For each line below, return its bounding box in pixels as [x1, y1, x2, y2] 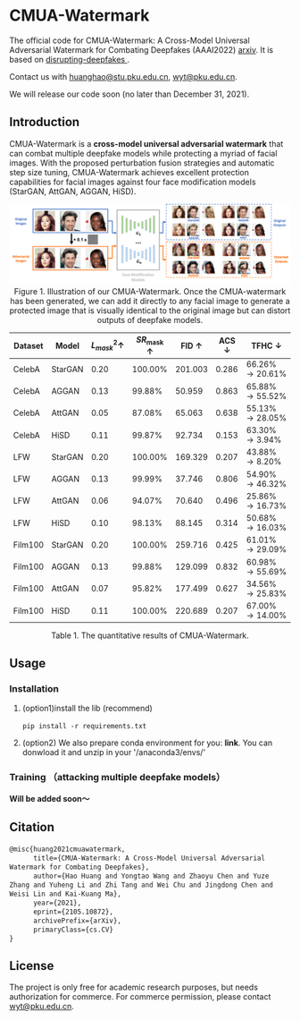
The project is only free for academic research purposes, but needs [9, 982, 259, 993]
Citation [9, 820, 55, 835]
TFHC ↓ [251, 340, 283, 351]
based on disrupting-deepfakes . [9, 54, 130, 64]
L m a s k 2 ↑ [90, 338, 125, 353]
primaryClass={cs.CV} [32, 925, 114, 934]
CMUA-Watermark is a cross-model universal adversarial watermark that [9, 138, 284, 149]
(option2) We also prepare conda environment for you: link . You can [21, 737, 273, 748]
